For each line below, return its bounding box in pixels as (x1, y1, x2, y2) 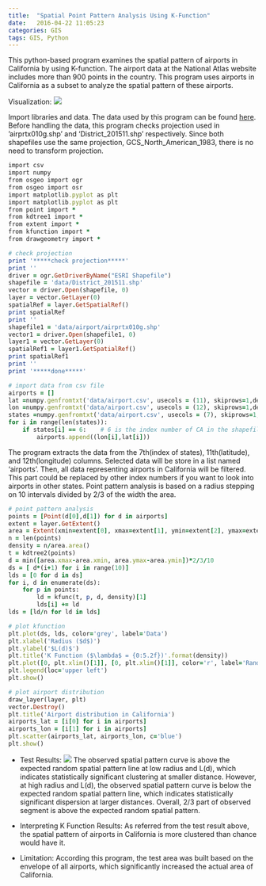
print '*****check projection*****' (8, 257, 129, 265)
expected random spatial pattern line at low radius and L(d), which (19, 763, 236, 773)
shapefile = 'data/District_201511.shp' (8, 279, 144, 287)
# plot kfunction (8, 622, 66, 630)
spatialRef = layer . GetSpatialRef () (8, 301, 129, 309)
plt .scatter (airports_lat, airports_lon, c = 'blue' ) (8, 732, 182, 741)
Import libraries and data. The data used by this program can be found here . (8, 113, 256, 122)
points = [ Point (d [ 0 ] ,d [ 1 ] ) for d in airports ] (8, 512, 169, 520)
